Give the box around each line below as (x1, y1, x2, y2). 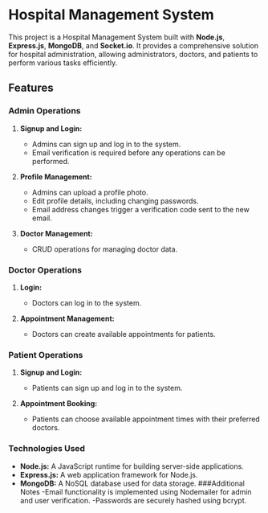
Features (8, 81, 54, 95)
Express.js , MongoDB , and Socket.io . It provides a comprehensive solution (8, 40, 259, 50)
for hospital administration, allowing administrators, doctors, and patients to (8, 49, 258, 59)
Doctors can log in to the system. (31, 298, 142, 307)
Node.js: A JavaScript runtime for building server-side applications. (19, 461, 245, 471)
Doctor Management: (19, 228, 94, 238)
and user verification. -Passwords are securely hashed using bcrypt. (19, 495, 247, 505)
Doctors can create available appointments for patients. (31, 329, 216, 339)
